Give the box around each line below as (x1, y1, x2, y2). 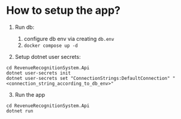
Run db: (14, 23, 35, 31)
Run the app (14, 91, 46, 98)
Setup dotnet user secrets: (14, 53, 81, 60)
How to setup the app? (6, 4, 121, 17)
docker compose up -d (23, 43, 78, 49)
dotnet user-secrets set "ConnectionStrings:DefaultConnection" (6, 75, 170, 81)
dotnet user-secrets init (6, 70, 71, 76)
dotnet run (6, 108, 34, 114)
